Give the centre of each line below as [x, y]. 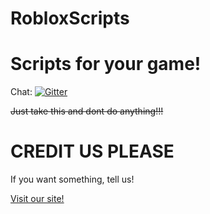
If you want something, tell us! [72, 179]
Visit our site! [37, 199]
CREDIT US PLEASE [92, 151]
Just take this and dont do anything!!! [87, 111]
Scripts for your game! [106, 64]
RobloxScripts [70, 18]
